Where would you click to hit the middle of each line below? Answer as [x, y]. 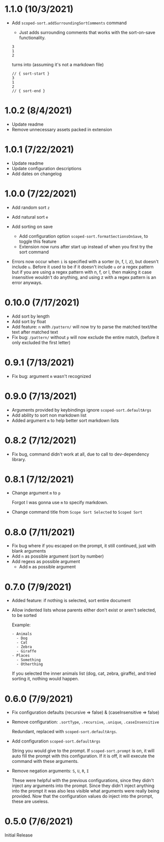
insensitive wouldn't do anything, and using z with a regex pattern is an [84, 277]
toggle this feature [38, 241]
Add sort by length [31, 316]
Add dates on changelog [37, 174]
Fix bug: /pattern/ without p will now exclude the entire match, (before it [85, 337]
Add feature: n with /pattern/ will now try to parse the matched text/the [84, 327]
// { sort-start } [31, 73]
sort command [34, 252]
